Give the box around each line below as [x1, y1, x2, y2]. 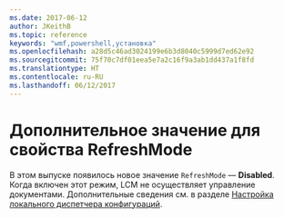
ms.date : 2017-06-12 [9, 13, 88, 23]
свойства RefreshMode [9, 139, 193, 160]
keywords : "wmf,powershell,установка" [9, 38, 157, 48]
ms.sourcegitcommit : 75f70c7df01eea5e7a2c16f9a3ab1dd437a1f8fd [9, 55, 255, 64]
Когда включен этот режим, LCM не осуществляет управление [9, 179, 256, 190]
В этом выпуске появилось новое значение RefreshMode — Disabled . [9, 169, 275, 180]
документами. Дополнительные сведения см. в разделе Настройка [9, 188, 275, 200]
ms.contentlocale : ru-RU [9, 73, 104, 82]
